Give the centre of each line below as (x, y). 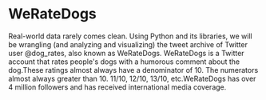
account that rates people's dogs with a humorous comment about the (124, 62)
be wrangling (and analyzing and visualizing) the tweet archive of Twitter (128, 44)
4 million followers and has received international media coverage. (117, 87)
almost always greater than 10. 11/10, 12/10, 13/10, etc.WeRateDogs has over (132, 78)
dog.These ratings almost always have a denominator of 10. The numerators (133, 70)
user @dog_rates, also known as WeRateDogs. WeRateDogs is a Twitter (127, 53)
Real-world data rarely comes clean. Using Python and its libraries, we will (131, 36)
